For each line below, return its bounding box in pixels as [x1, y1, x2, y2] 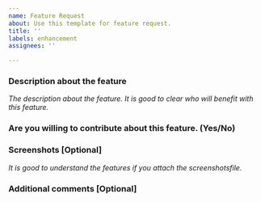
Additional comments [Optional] [8, 183, 137, 194]
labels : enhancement [8, 34, 78, 43]
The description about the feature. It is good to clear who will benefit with [8, 94, 254, 103]
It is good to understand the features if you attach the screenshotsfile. [8, 162, 242, 172]
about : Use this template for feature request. [8, 19, 172, 27]
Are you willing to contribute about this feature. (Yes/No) [8, 123, 236, 134]
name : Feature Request [8, 11, 85, 20]
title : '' [8, 27, 42, 35]
